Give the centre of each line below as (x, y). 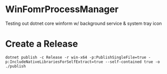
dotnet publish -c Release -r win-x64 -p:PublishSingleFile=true (76, 57)
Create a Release (42, 44)
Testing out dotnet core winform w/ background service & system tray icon (84, 23)
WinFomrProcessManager (62, 9)
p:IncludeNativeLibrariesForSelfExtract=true (54, 62)
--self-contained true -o (132, 62)
